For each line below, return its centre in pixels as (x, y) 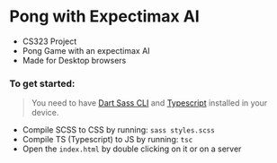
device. (45, 113)
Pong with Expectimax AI (104, 17)
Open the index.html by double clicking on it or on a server (132, 149)
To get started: (42, 83)
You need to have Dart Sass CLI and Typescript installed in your (149, 103)
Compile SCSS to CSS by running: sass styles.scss (119, 130)
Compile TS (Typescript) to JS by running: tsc (107, 140)
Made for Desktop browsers (74, 60)
